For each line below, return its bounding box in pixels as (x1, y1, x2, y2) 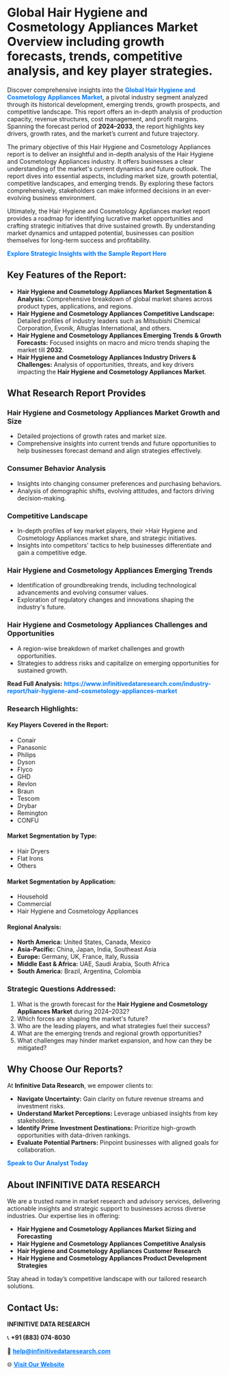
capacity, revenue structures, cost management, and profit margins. (7, 114, 199, 123)
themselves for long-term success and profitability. (7, 236, 152, 244)
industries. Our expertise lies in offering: (7, 1212, 120, 1220)
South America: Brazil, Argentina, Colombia (16, 967, 142, 975)
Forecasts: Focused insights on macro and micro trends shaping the (16, 338, 211, 347)
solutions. (7, 1282, 35, 1290)
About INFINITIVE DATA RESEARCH (7, 1179, 161, 1191)
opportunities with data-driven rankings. (16, 1131, 131, 1139)
